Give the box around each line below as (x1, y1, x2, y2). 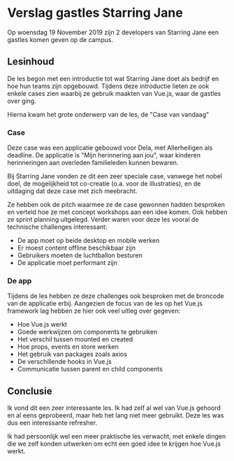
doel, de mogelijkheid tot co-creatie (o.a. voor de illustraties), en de (7, 180, 201, 188)
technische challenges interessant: (7, 222, 108, 232)
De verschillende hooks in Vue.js (17, 357, 112, 366)
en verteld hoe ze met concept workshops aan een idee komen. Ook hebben (7, 208, 228, 216)
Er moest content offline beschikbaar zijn (17, 243, 136, 253)
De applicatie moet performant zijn (17, 259, 117, 267)
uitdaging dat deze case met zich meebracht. (7, 187, 138, 195)
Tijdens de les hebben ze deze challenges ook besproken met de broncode (7, 292, 225, 300)
